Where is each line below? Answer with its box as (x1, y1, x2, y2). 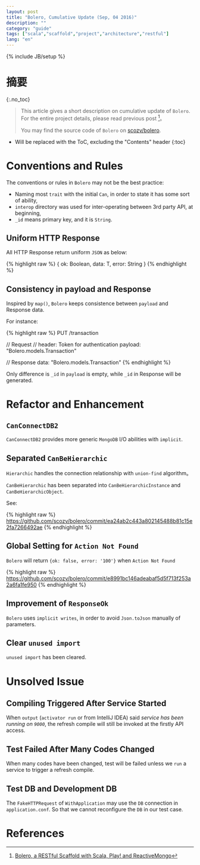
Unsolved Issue (6, 675, 85, 688)
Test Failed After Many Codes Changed (6, 744, 155, 754)
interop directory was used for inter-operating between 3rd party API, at (14, 203, 193, 210)
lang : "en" (6, 36, 33, 42)
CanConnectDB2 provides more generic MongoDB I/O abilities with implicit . (6, 436, 183, 443)
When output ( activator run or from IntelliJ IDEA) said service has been (6, 714, 184, 721)
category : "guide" (6, 25, 52, 32)
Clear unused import (6, 638, 81, 648)
